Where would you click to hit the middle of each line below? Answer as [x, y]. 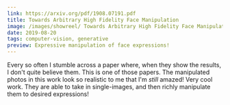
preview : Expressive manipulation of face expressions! [88, 45]
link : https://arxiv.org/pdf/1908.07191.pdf [72, 13]
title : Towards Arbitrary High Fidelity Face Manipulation [93, 20]
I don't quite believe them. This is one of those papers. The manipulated [108, 72]
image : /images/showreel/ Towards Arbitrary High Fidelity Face [101, 26]
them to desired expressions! [48, 94]
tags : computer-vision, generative [58, 39]
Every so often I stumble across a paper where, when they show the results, [114, 65]
